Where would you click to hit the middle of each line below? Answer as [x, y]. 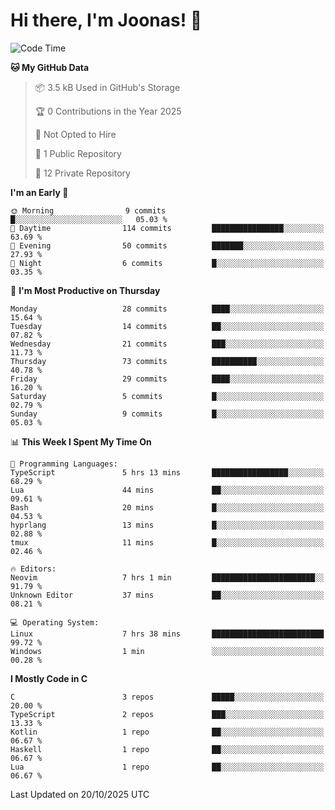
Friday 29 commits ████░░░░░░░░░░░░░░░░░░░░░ [167, 379]
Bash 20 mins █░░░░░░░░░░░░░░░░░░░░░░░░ [167, 507]
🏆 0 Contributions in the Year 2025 [108, 111]
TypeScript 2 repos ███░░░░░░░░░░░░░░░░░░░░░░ [167, 714]
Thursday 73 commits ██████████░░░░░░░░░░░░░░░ [167, 361]
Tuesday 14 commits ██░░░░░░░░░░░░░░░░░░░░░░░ [167, 326]
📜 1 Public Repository [78, 153]
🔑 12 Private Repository [82, 173]
